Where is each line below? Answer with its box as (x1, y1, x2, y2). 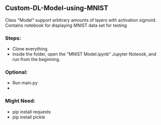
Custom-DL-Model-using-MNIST (5, 4, 108, 12)
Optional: (5, 69, 28, 76)
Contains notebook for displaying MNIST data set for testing (5, 22, 127, 28)
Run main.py (12, 80, 38, 86)
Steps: (5, 35, 21, 42)
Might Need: (5, 97, 35, 104)
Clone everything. (12, 46, 49, 52)
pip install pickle (12, 114, 45, 120)
